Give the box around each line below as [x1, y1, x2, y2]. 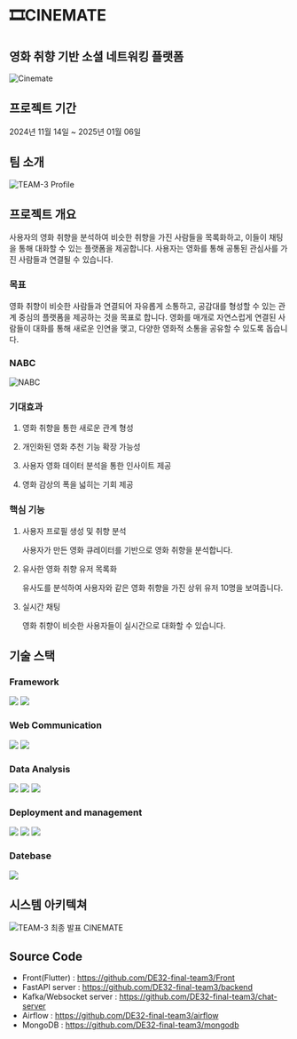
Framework [9, 675, 59, 688]
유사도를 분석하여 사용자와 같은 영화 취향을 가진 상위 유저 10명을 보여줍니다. [21, 582, 284, 593]
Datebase [9, 850, 51, 862]
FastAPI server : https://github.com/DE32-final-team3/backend [21, 982, 253, 993]
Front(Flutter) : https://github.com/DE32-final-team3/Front [21, 972, 235, 983]
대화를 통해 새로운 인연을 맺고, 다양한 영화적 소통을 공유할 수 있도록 [32, 323, 264, 333]
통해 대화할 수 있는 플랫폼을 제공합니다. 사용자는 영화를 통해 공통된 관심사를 [18, 244, 279, 254]
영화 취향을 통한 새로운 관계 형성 [21, 422, 134, 434]
